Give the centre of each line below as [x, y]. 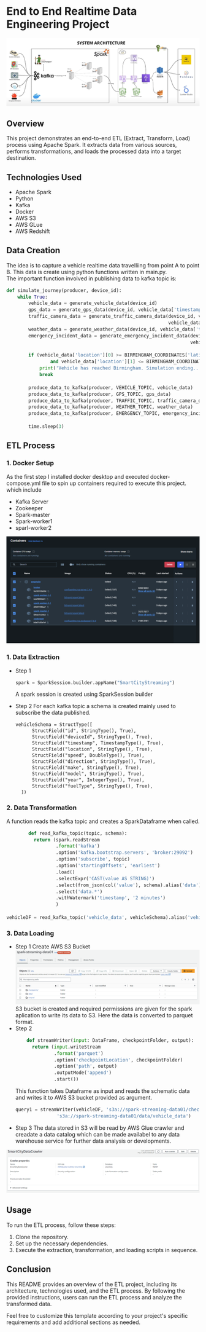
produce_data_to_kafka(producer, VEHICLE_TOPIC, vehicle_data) [111, 388]
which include [24, 489]
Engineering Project [58, 24]
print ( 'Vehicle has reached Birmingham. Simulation [106, 368]
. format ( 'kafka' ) [78, 846]
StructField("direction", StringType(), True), [93, 762]
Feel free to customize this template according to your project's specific [97, 1315]
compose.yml [24, 483]
